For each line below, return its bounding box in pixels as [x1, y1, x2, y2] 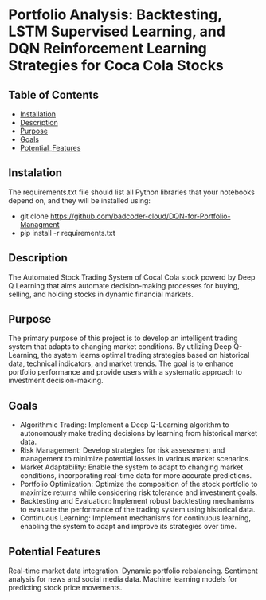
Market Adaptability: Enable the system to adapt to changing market [19, 462, 244, 472]
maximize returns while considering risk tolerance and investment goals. [19, 488, 258, 497]
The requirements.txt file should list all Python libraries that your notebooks [8, 187, 255, 197]
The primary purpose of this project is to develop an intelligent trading [8, 333, 238, 343]
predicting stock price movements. [8, 583, 123, 593]
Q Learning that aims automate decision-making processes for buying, [8, 280, 241, 290]
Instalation [8, 166, 62, 180]
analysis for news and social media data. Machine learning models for [8, 575, 237, 584]
